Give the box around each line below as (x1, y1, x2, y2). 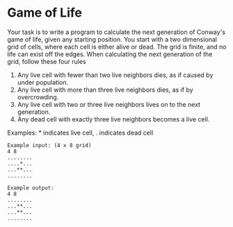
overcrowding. (17, 92, 59, 101)
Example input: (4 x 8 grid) (7, 142, 92, 149)
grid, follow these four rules (7, 57, 87, 65)
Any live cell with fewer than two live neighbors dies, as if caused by (17, 71, 214, 79)
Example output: (7, 184, 54, 192)
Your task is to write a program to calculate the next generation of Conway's (7, 28, 226, 36)
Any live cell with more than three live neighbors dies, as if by (17, 85, 193, 94)
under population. (17, 78, 69, 86)
